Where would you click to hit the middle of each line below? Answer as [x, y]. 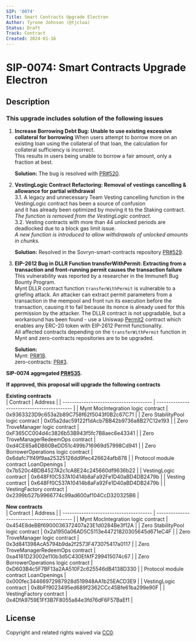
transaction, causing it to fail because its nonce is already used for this [100, 307]
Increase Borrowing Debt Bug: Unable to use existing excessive [93, 131]
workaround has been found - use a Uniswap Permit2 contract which [98, 319]
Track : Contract [26, 33]
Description [28, 102]
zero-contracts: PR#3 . [41, 362]
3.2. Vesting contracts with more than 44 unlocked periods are [90, 222]
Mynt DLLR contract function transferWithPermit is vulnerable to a [95, 288]
